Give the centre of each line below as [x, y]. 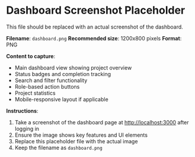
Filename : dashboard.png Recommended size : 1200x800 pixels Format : [94, 38]
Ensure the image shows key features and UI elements [81, 135]
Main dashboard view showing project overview [73, 67]
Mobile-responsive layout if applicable [61, 99]
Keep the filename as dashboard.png [58, 147]
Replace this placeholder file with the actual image [76, 141]
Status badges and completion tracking [63, 74]
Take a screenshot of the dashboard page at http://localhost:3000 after [102, 122]
